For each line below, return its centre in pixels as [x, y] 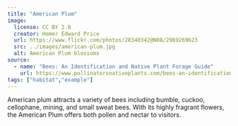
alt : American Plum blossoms [57, 54]
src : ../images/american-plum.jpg [64, 47]
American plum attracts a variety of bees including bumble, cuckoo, [106, 100]
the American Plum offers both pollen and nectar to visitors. [95, 115]
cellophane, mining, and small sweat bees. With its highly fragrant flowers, [116, 108]
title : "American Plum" [42, 14]
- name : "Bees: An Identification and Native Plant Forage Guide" [114, 67]
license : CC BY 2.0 [42, 27]
